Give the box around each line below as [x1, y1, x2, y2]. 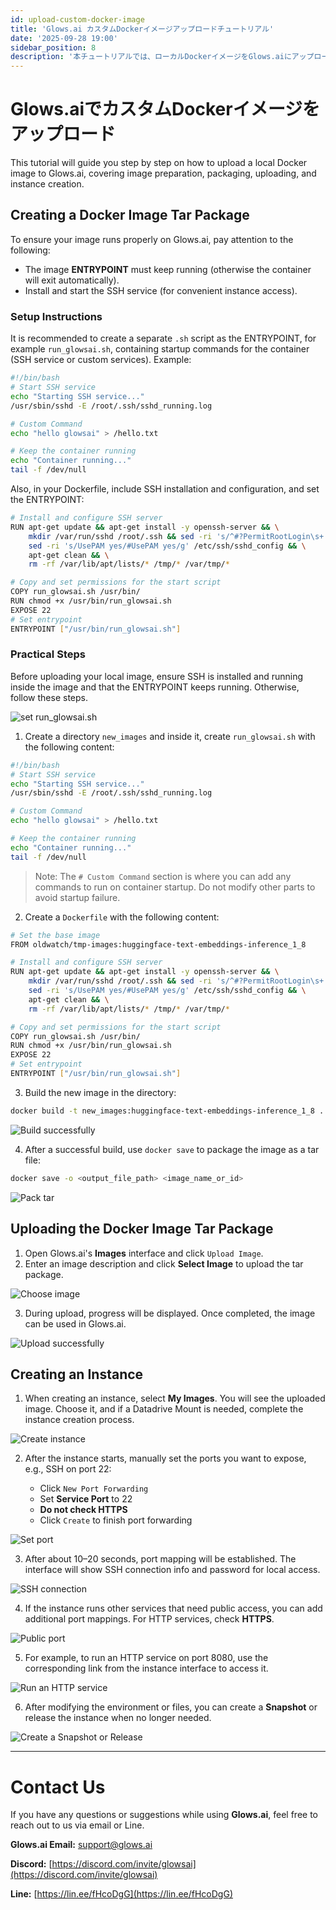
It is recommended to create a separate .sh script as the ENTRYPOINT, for [10, 332, 317, 345]
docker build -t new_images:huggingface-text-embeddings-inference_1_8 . [10, 1106, 325, 1116]
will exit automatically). [24, 274, 120, 286]
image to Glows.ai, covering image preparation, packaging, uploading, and [10, 167, 317, 180]
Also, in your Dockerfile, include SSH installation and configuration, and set [10, 483, 320, 495]
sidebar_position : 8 [10, 42, 97, 53]
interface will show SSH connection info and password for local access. [24, 1564, 321, 1576]
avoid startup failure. [34, 891, 121, 903]
